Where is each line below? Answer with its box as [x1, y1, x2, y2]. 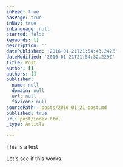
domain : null [12, 88, 45, 94]
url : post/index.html [6, 116, 61, 122]
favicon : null [12, 99, 47, 105]
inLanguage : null [6, 25, 50, 32]
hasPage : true [6, 15, 42, 21]
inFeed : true [6, 8, 39, 15]
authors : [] [6, 71, 36, 77]
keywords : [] [6, 37, 39, 43]
